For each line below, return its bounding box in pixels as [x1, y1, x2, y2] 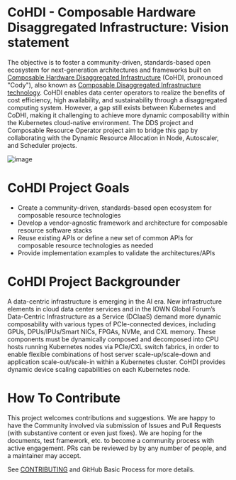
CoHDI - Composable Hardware [7, 4, 196, 21]
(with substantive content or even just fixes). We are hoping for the [7, 428, 203, 437]
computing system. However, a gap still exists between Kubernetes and [7, 103, 216, 112]
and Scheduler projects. [7, 141, 78, 149]
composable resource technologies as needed [17, 241, 154, 250]
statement [7, 35, 69, 50]
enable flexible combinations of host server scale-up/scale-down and [7, 350, 211, 358]
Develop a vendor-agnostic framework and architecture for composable [17, 218, 228, 227]
